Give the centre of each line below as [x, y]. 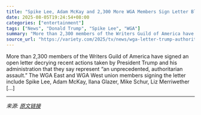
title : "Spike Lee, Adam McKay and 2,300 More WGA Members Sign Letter [97, 12]
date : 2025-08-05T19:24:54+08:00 [48, 17]
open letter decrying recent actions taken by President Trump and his [92, 63]
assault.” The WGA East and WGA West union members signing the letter [96, 75]
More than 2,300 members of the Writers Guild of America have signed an [98, 56]
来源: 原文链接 [23, 106]
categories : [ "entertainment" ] [45, 23]
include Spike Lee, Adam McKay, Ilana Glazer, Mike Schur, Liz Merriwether [98, 82]
